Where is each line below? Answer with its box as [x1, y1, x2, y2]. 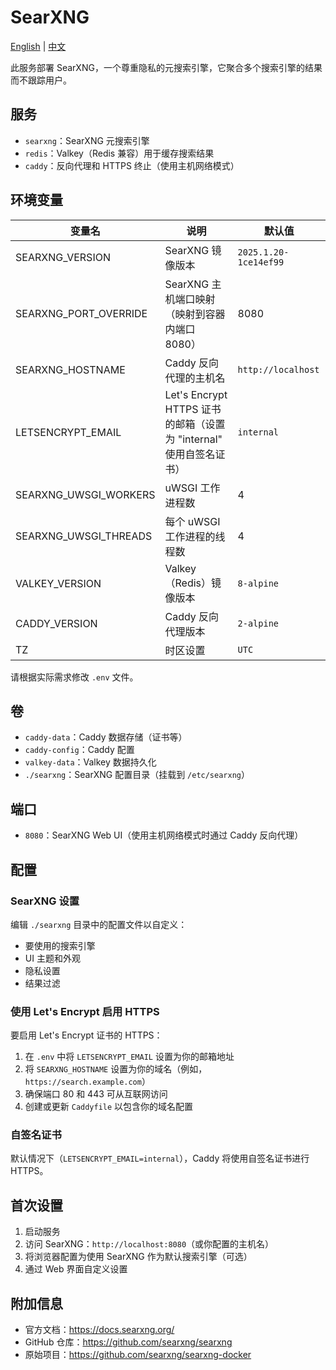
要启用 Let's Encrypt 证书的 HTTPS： [10, 1029, 163, 1041]
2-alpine [237, 617, 280, 629]
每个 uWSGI [164, 514, 221, 528]
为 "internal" [164, 432, 223, 446]
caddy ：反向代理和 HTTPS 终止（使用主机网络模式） [24, 159, 240, 171]
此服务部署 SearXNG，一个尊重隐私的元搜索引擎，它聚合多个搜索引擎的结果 [10, 61, 323, 73]
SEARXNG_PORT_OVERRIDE [15, 306, 148, 320]
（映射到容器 [164, 307, 226, 321]
